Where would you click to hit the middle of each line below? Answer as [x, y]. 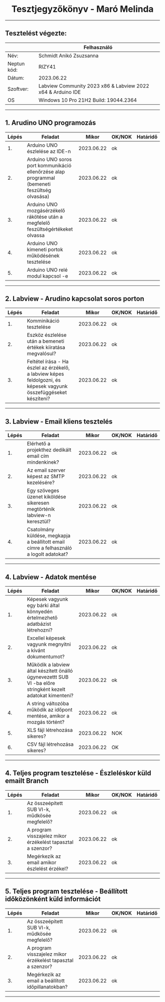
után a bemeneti [46, 341]
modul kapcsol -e [47, 276]
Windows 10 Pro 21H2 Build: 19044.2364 [88, 100]
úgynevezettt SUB [48, 677]
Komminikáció [43, 321]
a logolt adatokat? [47, 554]
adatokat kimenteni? [50, 696]
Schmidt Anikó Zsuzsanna [69, 55]
